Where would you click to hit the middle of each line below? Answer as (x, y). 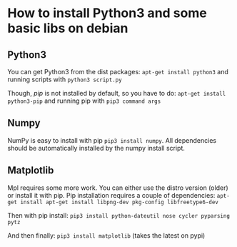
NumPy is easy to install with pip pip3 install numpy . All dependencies (112, 140)
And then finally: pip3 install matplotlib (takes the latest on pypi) (106, 235)
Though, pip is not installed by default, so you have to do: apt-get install (117, 93)
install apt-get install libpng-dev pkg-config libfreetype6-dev (120, 202)
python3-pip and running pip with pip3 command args (84, 101)
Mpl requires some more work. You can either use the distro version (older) (118, 188)
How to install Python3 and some (107, 13)
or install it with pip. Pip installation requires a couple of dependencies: (111, 195)
